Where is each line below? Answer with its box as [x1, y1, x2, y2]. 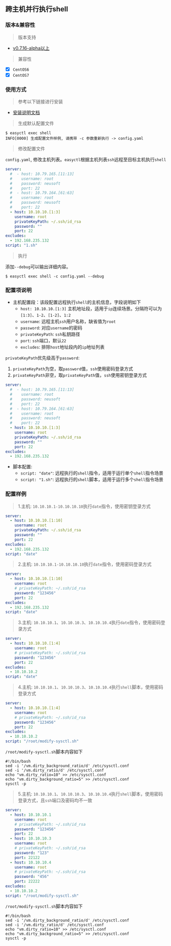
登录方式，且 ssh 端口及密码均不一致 [17, 798, 93, 804]
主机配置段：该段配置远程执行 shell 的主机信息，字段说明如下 [12, 299, 141, 306]
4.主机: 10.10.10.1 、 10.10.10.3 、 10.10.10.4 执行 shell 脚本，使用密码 [17, 684, 163, 690]
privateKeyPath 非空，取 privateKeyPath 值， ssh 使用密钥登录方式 [12, 372, 147, 378]
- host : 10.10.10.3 [10, 836, 52, 841]
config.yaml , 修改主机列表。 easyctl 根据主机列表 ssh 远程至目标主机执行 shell [5, 157, 166, 163]
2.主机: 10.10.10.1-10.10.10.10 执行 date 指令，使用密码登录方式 [17, 561, 152, 567]
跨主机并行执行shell [5, 5, 68, 14]
